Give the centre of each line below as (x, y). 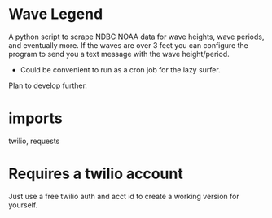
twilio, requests (34, 141)
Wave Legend (56, 14)
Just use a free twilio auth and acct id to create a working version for (124, 196)
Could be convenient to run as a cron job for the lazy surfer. (121, 69)
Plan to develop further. (48, 85)
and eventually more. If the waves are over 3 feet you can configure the (128, 45)
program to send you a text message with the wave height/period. (119, 54)
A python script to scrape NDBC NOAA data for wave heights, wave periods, (136, 37)
